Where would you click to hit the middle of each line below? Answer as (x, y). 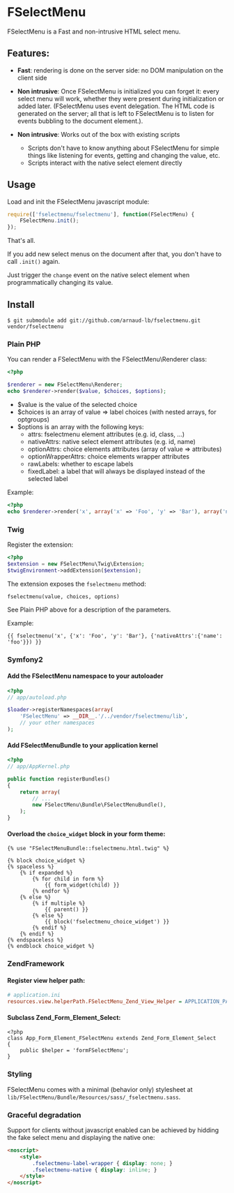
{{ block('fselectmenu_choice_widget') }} (107, 922)
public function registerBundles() (59, 779)
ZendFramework (36, 964)
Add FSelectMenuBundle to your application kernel (83, 745)
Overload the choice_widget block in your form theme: (86, 833)
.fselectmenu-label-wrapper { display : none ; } (102, 1163)
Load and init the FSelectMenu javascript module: (78, 201)
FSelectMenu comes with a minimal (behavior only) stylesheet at (100, 1089)
